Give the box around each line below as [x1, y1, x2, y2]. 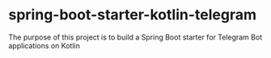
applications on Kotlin [8, 40, 81, 50]
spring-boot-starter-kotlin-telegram [8, 6, 257, 24]
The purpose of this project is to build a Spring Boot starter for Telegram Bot [8, 32, 263, 42]
